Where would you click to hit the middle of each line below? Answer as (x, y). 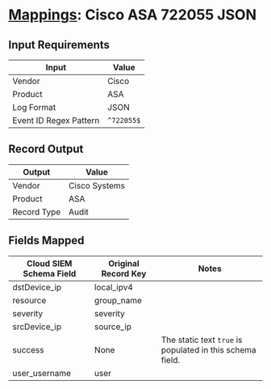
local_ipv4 (113, 287)
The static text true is (202, 340)
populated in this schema (208, 349)
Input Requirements (59, 45)
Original (124, 263)
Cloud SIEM (50, 263)
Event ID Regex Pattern (56, 121)
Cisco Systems (97, 185)
